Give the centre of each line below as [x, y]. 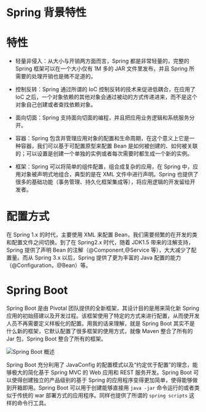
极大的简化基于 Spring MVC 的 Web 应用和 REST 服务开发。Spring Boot [101, 372]
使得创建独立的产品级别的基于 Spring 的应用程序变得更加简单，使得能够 [102, 380]
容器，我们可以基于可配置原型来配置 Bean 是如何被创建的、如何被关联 [109, 146]
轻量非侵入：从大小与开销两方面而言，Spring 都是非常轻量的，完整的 [102, 61]
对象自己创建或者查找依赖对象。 [55, 105]
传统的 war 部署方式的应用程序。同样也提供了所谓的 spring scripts [102, 395]
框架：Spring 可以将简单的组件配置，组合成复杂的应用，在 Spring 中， [104, 167]
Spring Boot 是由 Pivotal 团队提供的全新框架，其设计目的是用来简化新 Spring [103, 308]
